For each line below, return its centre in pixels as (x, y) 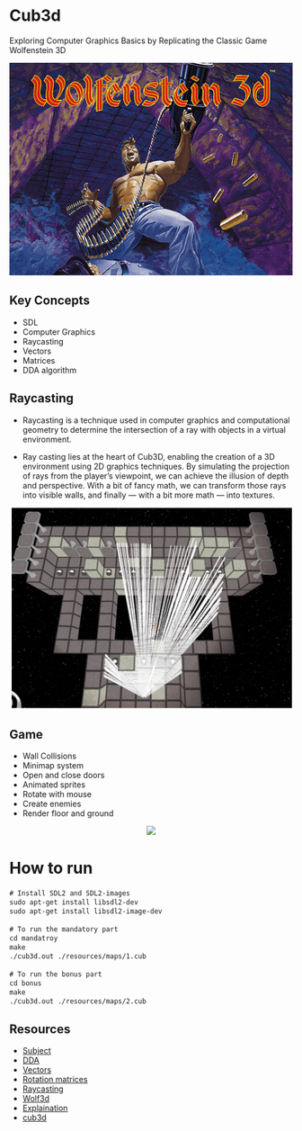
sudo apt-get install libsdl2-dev (74, 902)
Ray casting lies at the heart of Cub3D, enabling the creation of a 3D (149, 456)
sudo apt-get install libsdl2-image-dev (86, 911)
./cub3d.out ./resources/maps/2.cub (78, 1001)
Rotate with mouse (57, 794)
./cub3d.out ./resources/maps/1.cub (78, 956)
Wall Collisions (49, 756)
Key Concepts (49, 301)
